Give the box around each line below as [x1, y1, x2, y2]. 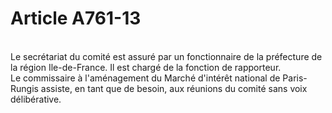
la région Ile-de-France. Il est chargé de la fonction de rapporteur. [10, 61, 282, 73]
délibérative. [10, 93, 62, 105]
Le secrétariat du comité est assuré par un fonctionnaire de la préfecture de [10, 50, 323, 62]
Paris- [282, 72, 308, 84]
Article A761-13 [10, 7, 142, 30]
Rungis [10, 82, 39, 94]
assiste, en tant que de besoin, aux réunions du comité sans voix [40, 82, 308, 94]
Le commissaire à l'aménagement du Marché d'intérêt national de [10, 72, 281, 84]
